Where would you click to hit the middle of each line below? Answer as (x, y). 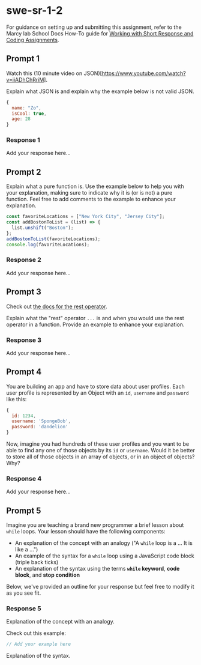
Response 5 (24, 609)
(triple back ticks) (37, 562)
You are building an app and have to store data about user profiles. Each (95, 386)
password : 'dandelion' (40, 427)
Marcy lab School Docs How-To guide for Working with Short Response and (100, 33)
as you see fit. (24, 593)
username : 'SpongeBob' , (41, 421)
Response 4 (24, 478)
